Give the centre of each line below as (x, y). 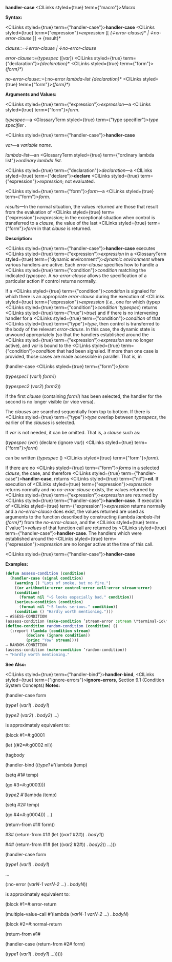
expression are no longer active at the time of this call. (96, 544)
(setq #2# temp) (23, 804)
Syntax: (14, 17)
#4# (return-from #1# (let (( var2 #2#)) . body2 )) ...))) (61, 844)
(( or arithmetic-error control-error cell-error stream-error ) (83, 588)
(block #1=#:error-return (31, 904)
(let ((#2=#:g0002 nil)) (29, 745)
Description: (19, 238)
